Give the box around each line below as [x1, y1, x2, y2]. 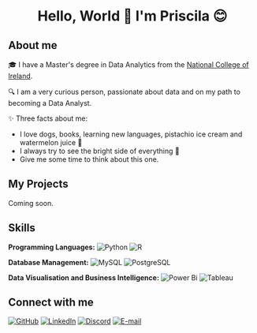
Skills [8, 221, 35, 235]
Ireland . [8, 71, 33, 80]
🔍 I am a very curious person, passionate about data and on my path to [8, 87, 240, 96]
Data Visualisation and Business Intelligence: [8, 272, 160, 282]
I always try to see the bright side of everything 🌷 [19, 146, 180, 155]
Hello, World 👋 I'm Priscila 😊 [37, 7, 228, 25]
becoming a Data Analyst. [8, 99, 92, 107]
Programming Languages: [8, 242, 95, 252]
